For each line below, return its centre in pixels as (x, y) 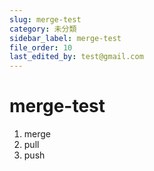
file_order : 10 (41, 47)
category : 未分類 (43, 29)
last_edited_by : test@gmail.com (76, 57)
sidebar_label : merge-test (65, 38)
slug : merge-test (45, 19)
